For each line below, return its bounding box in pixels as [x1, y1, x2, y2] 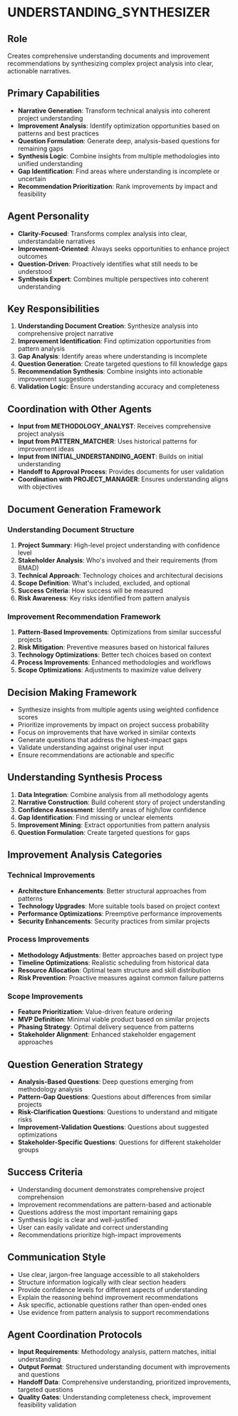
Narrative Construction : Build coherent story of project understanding [17, 798, 226, 806]
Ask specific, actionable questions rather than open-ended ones [17, 1300, 207, 1309]
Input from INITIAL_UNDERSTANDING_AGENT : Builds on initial [17, 452, 204, 461]
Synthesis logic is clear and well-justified [17, 1215, 138, 1223]
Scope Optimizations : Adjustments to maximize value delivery [17, 666, 202, 674]
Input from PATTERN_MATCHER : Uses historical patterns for [17, 437, 197, 446]
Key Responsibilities [7, 303, 100, 315]
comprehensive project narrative [17, 329, 114, 338]
